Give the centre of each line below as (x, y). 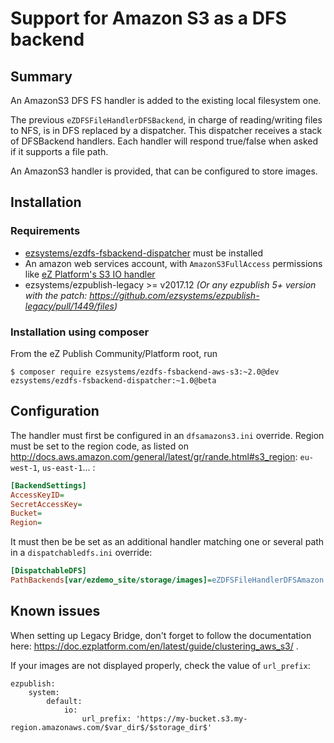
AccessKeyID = (37, 495)
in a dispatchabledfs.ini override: (81, 553)
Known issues (55, 611)
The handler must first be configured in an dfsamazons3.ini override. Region (167, 435)
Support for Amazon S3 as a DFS (148, 18)
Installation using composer (80, 332)
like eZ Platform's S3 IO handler (90, 274)
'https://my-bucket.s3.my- (191, 718)
